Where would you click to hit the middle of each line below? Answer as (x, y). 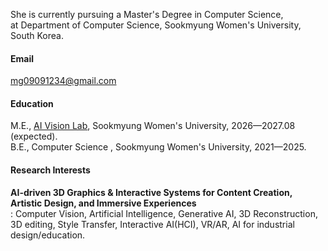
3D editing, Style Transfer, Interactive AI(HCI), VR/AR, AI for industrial (152, 224)
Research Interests (50, 170)
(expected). (34, 136)
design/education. (48, 235)
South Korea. (37, 35)
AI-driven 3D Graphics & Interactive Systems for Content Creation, (151, 192)
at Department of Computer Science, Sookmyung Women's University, (156, 25)
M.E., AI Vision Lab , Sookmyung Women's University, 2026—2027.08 (153, 126)
